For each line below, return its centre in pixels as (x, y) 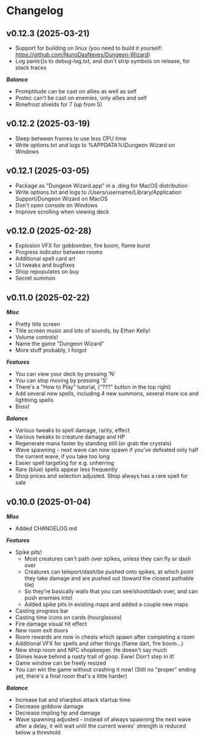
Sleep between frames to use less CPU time (71, 138)
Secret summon (35, 278)
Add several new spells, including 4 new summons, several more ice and (107, 394)
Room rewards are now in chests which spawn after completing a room (105, 637)
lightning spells (34, 400)
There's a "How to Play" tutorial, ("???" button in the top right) (93, 387)
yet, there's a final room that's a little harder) (71, 676)
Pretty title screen (38, 324)
